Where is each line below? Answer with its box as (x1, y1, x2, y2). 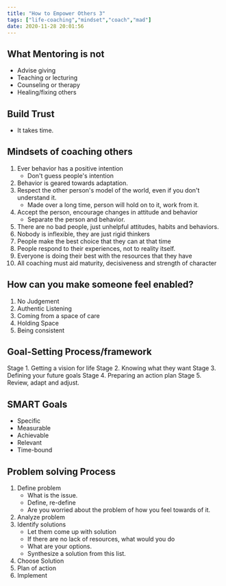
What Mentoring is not (7, 48, 105, 60)
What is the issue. (27, 491, 78, 500)
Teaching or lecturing (16, 73, 78, 82)
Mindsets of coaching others (7, 146, 133, 158)
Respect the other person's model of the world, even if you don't (16, 186, 200, 194)
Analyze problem (16, 513, 65, 522)
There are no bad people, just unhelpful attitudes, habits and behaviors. (16, 222, 219, 230)
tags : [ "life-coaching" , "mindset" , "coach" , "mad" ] (7, 16, 152, 23)
